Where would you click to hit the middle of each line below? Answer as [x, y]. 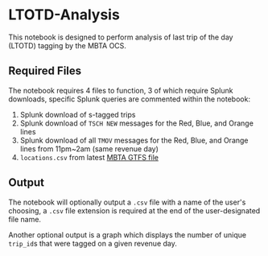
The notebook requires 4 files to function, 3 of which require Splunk [121, 90]
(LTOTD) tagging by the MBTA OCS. [68, 45]
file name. [25, 219]
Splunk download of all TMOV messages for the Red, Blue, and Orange [134, 140]
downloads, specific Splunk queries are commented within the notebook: [130, 99]
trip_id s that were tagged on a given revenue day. [93, 243]
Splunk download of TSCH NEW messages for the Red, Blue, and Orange [136, 123]
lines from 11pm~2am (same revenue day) [89, 149]
